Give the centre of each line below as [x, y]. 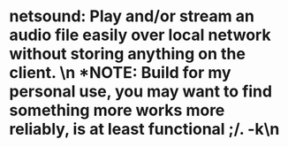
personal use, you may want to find [140, 92]
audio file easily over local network [140, 35]
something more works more [117, 110]
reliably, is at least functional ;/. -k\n [144, 129]
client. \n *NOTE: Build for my [120, 73]
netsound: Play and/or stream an [132, 16]
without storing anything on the [127, 54]
